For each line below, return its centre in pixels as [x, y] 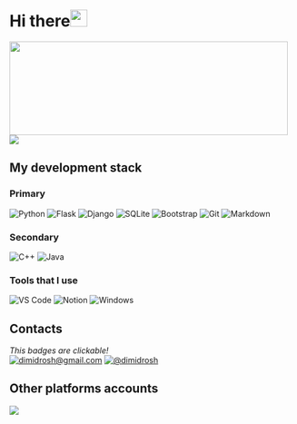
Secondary [34, 237]
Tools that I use [44, 280]
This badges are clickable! [59, 350]
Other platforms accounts [84, 389]
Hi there [40, 21]
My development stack [76, 168]
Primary [27, 193]
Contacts [36, 328]
